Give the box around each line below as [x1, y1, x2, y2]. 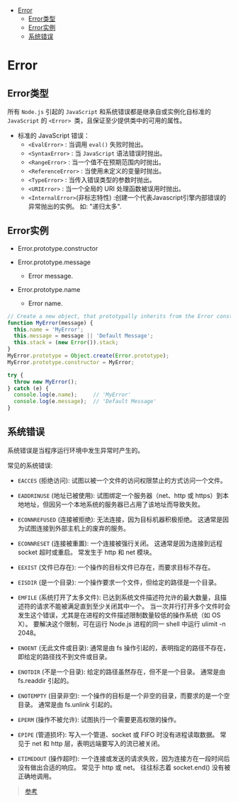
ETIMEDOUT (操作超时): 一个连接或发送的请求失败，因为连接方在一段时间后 [17, 754, 230, 762]
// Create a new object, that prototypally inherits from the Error [7, 312, 214, 320]
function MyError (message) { [7, 319, 93, 327]
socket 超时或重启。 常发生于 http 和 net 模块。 [17, 548, 156, 556]
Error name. [28, 299, 63, 307]
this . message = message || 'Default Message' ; [13, 332, 154, 339]
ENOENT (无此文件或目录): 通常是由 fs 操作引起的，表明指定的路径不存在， [17, 643, 230, 652]
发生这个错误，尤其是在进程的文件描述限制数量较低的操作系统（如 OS [17, 611, 221, 619]
